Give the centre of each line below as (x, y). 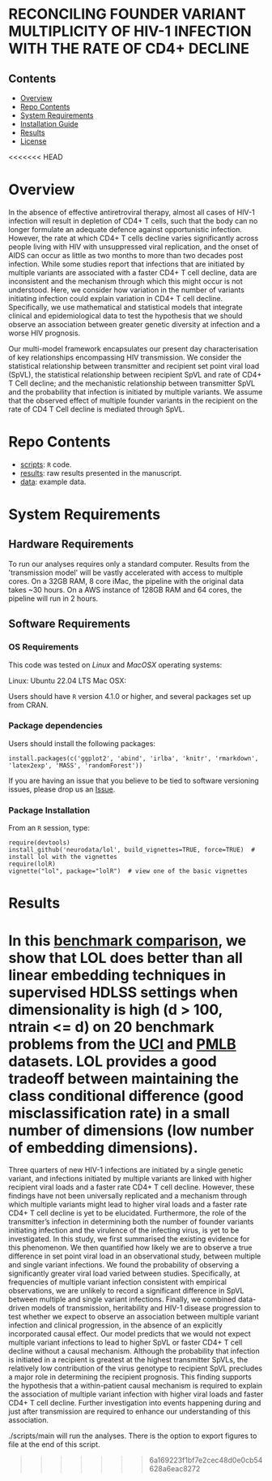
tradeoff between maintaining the (124, 1079)
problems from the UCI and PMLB (122, 1044)
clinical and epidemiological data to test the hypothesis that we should (125, 315)
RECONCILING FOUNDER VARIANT (127, 14)
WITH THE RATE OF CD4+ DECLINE (129, 49)
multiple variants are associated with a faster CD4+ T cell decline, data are (133, 272)
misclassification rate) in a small (119, 1113)
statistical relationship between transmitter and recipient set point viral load (134, 365)
